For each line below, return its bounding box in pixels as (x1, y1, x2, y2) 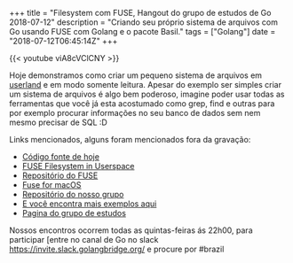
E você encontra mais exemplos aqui (21, 198, 157, 209)
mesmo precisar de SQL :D (9, 117, 108, 128)
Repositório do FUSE (21, 170, 99, 181)
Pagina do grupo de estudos (21, 208, 127, 218)
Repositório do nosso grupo (21, 190, 124, 199)
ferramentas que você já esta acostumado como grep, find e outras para (9, 98, 275, 109)
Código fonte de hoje (21, 151, 100, 162)
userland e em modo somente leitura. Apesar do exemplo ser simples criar (9, 80, 282, 89)
